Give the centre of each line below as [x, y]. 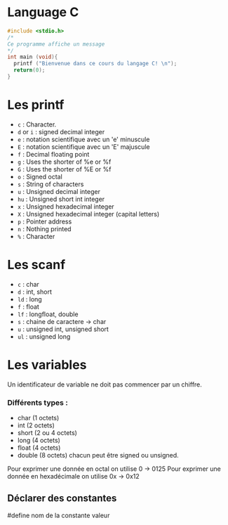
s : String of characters [51, 184]
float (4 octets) [39, 448]
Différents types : [38, 403]
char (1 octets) [38, 418]
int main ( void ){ [33, 57]
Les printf [36, 105]
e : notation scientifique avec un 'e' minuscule [83, 139]
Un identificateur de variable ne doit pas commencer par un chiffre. [105, 384]
